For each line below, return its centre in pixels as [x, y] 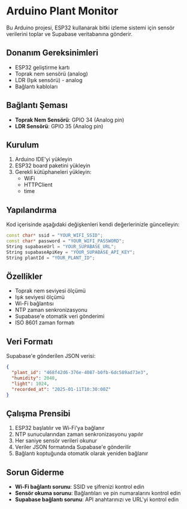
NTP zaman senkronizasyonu [51, 310]
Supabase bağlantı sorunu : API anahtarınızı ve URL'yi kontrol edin [96, 499]
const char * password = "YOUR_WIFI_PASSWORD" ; [65, 241]
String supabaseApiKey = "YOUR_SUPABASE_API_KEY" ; [71, 252]
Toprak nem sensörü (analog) [51, 74]
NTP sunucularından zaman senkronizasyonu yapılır [79, 434]
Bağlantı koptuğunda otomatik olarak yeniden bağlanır [82, 453]
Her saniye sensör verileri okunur [56, 441]
